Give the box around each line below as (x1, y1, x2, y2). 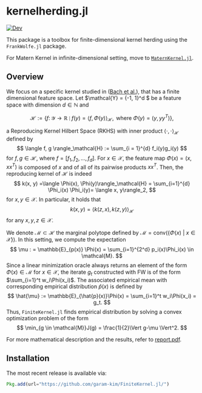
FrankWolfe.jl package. (6, 42, 67, 50)
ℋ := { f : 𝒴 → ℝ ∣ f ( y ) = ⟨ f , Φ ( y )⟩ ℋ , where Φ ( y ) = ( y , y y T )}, (30, 113, 174, 123)
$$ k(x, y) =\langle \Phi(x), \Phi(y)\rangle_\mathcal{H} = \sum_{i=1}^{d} (13, 180, 190, 187)
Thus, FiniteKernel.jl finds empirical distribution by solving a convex (6, 308, 182, 315)
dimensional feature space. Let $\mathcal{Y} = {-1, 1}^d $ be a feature (6, 94, 182, 101)
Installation (6, 353, 50, 364)
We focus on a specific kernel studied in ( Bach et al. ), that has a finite (6, 88, 180, 95)
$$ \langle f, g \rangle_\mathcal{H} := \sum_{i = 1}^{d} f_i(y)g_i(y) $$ (16, 145, 187, 152)
